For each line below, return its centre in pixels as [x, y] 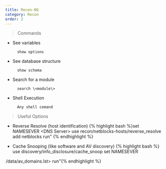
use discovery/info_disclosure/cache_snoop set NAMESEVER [75, 152]
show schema [29, 70]
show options [31, 52]
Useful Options [33, 116]
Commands [29, 33]
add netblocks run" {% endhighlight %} [53, 137]
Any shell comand [35, 107]
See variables [26, 43]
